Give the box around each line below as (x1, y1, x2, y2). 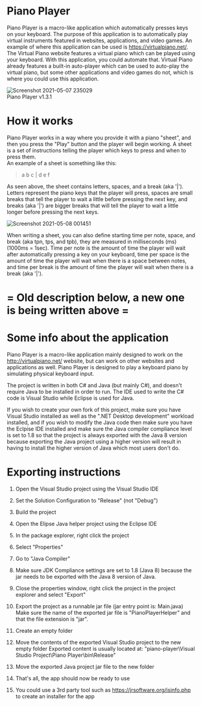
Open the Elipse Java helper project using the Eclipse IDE (15, 520, 157, 527)
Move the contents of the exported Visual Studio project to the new (15, 638, 181, 646)
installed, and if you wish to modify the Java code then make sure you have (7, 419, 193, 426)
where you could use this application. (7, 75, 99, 82)
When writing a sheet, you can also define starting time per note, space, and (7, 231, 196, 238)
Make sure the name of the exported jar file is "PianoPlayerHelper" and (15, 609, 191, 616)
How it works (7, 114, 74, 128)
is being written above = (7, 304, 129, 318)
